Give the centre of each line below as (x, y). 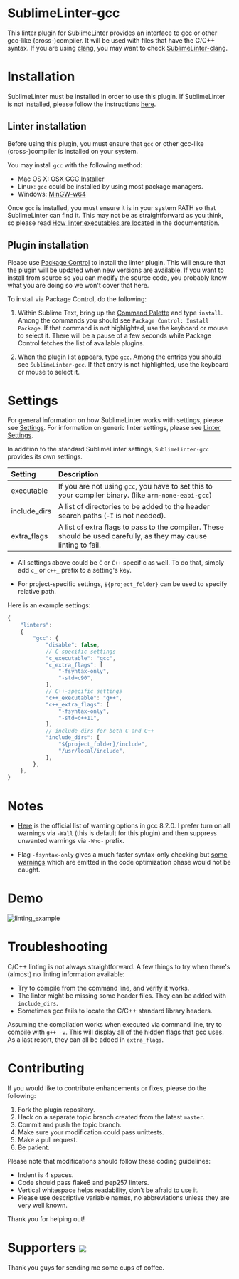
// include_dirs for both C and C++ (100, 731)
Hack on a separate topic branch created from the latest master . (111, 1117)
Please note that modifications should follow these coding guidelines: (109, 1161)
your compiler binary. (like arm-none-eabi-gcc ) (135, 495)
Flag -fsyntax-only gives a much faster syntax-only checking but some (122, 855)
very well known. (42, 1206)
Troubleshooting (58, 947)
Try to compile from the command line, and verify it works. (103, 988)
